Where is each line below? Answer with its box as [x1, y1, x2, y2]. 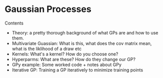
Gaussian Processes [4, 3, 91, 15]
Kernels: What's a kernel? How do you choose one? [11, 51, 118, 57]
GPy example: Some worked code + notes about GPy [11, 61, 122, 67]
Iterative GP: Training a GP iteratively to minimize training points [11, 66, 143, 73]
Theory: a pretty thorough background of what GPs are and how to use [11, 29, 158, 35]
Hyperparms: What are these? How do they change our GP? [11, 56, 136, 62]
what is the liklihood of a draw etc [11, 45, 82, 51]
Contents [4, 20, 23, 26]
